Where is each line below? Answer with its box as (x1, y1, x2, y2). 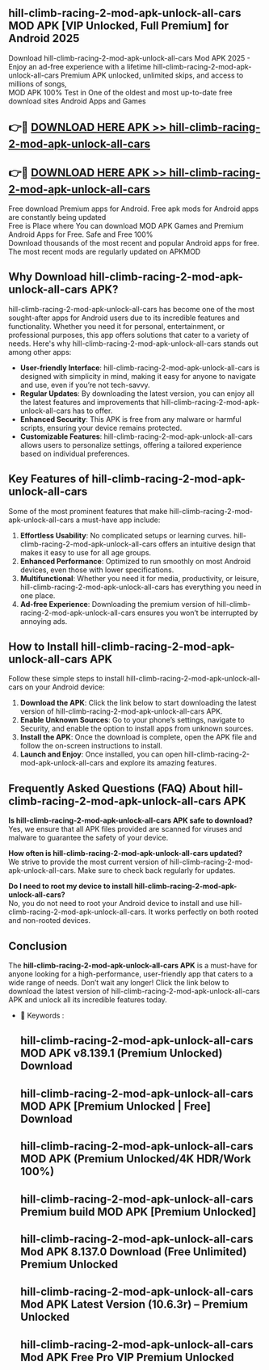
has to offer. (72, 406, 113, 415)
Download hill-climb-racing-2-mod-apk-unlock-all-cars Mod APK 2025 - (8, 53, 250, 63)
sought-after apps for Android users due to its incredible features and (8, 313, 240, 322)
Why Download (8, 270, 87, 284)
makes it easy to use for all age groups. (19, 547, 152, 557)
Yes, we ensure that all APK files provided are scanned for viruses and (8, 824, 242, 834)
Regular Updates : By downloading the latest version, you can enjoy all (19, 388, 254, 398)
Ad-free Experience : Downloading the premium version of (19, 599, 216, 609)
